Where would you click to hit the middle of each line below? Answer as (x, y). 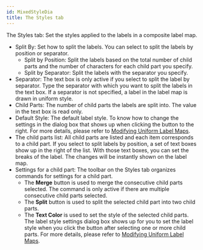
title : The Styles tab (35, 18)
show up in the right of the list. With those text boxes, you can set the (102, 150)
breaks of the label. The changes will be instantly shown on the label (101, 156)
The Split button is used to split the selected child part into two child (110, 202)
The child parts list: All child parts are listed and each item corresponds (104, 137)
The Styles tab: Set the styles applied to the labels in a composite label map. (102, 35)
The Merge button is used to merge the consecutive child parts (103, 182)
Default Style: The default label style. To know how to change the (97, 118)
